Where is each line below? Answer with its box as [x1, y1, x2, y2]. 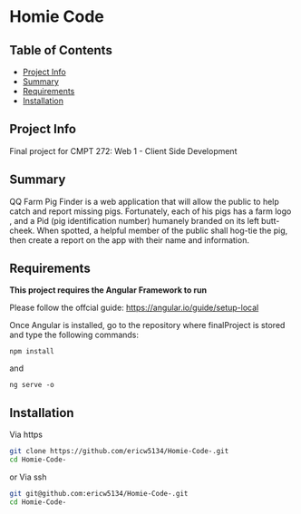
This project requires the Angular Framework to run [9, 285, 207, 296]
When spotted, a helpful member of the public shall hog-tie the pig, [36, 225, 288, 236]
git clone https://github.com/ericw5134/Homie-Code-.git [9, 447, 229, 456]
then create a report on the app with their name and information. [9, 234, 249, 246]
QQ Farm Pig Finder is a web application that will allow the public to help [9, 196, 279, 207]
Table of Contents [9, 43, 113, 58]
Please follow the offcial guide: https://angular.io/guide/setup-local [9, 302, 259, 314]
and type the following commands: [9, 329, 139, 341]
